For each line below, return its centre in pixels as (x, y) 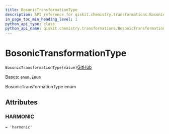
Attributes (21, 103)
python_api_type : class (30, 24)
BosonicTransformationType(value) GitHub (49, 67)
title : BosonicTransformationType (41, 10)
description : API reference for (39, 15)
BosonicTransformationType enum (41, 87)
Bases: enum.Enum (23, 77)
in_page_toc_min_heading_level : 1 (41, 19)
